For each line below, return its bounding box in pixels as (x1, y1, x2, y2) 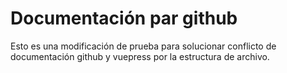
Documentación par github (10, 7, 238, 30)
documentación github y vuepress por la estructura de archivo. (10, 50, 270, 62)
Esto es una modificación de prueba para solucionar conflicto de (10, 40, 277, 52)
